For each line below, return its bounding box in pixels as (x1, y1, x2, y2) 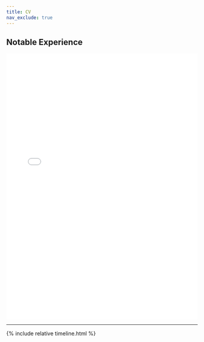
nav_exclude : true (6, 15, 53, 21)
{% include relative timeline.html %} (6, 330, 96, 337)
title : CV (6, 9, 32, 15)
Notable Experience (6, 37, 83, 47)
